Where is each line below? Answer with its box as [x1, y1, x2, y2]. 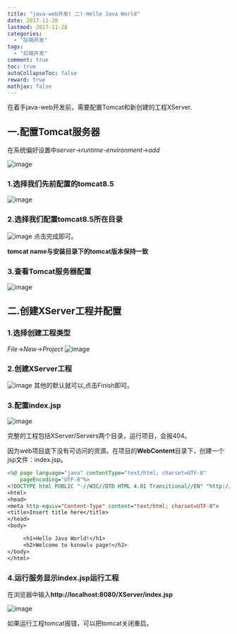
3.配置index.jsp [7, 400, 61, 410]
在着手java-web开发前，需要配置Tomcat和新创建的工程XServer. [7, 103, 193, 112]
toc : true [7, 63, 37, 70]
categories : [7, 30, 42, 38]
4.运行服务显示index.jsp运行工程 [7, 572, 119, 582]
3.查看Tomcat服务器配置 [7, 266, 92, 276]
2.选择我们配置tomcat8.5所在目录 [7, 214, 123, 224]
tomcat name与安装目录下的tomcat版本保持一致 [7, 247, 149, 255]
